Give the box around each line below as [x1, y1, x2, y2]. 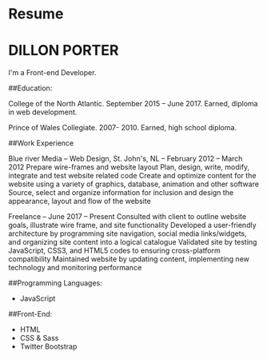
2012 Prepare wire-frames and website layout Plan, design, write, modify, [8, 162, 250, 172]
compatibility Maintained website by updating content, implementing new [8, 254, 250, 264]
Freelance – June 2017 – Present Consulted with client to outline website [8, 212, 246, 221]
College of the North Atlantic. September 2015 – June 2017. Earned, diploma [8, 99, 258, 109]
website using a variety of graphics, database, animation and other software [8, 179, 260, 189]
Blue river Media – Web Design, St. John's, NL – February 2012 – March [8, 154, 243, 164]
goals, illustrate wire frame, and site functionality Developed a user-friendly [8, 221, 257, 230]
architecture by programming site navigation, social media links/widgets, [8, 229, 248, 238]
